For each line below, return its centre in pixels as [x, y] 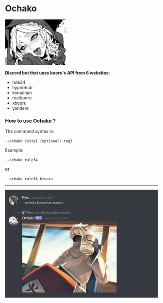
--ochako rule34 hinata [29, 179]
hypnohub [22, 87]
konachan [22, 93]
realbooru [22, 97]
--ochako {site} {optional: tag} [39, 141]
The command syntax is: [30, 132]
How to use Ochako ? [30, 121]
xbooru [19, 103]
